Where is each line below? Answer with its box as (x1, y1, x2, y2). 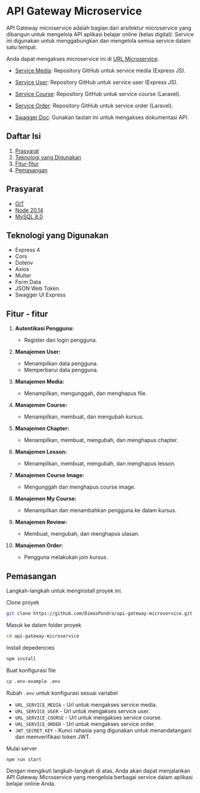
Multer (14, 272, 32, 279)
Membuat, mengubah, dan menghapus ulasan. (23, 530, 140, 538)
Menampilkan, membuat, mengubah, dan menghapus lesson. (23, 460, 176, 467)
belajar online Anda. (6, 780, 56, 788)
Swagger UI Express (14, 291, 66, 298)
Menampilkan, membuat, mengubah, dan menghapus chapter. (23, 437, 179, 444)
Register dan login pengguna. (23, 336, 98, 344)
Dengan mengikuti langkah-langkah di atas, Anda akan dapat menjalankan (6, 767, 191, 774)
